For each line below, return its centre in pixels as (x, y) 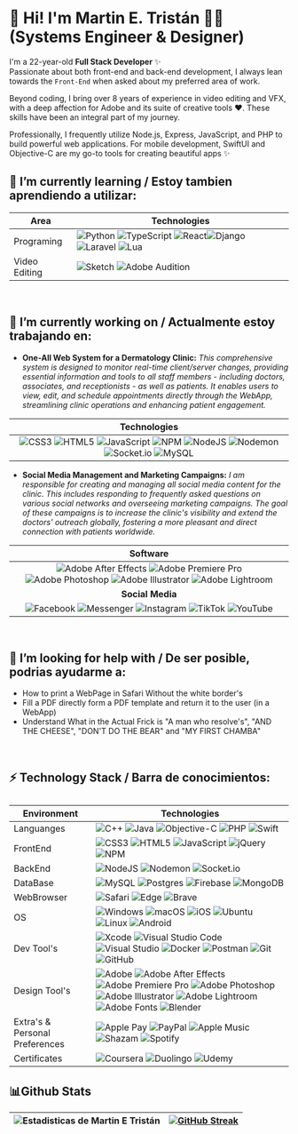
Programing (38, 241)
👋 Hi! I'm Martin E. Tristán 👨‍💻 (117, 18)
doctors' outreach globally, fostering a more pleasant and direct (139, 522)
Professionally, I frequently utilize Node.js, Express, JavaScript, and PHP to (146, 134)
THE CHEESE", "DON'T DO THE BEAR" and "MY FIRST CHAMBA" (141, 731)
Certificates (38, 1058)
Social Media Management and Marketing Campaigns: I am (133, 475)
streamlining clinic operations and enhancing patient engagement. (144, 404)
